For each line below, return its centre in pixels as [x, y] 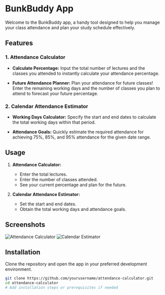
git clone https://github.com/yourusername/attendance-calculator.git [79, 278]
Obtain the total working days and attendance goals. [73, 209]
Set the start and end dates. [48, 204]
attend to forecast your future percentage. [55, 93]
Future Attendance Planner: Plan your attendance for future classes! [82, 83]
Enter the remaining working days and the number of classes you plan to [86, 88]
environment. [19, 269]
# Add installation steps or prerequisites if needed [62, 288]
